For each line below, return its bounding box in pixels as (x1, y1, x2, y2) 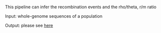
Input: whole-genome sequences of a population (5, 13, 103, 19)
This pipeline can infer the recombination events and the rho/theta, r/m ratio (5, 4, 157, 10)
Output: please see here (5, 22, 53, 28)
